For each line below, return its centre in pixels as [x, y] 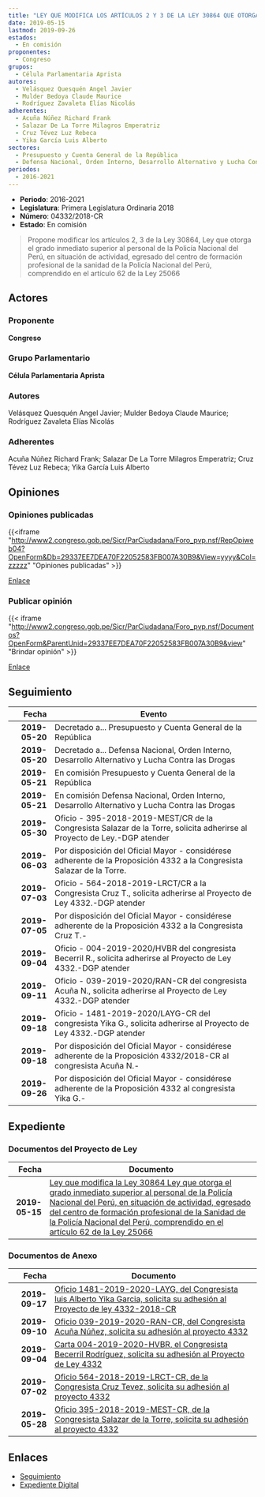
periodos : [24, 170]
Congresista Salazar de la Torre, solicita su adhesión [151, 1420]
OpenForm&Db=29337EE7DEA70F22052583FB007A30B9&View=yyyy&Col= [132, 557]
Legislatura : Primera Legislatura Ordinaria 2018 [97, 208]
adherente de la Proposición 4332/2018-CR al [142, 1056]
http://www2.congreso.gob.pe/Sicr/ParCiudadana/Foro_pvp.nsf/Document [133, 627]
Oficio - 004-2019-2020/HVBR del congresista [146, 949]
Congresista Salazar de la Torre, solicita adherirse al [151, 828]
